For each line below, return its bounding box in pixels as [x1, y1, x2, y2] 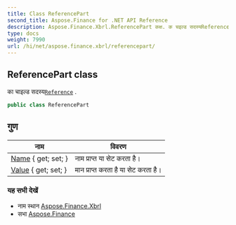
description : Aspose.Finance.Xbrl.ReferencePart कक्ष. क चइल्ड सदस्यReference [7, 23, 230, 30]
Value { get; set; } [11, 165, 67, 175]
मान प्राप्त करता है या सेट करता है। [74, 165, 162, 175]
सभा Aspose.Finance [17, 210, 76, 218]
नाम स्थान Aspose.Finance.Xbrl [17, 201, 102, 210]
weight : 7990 [7, 36, 46, 43]
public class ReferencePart [7, 101, 90, 109]
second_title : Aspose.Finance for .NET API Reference [7, 17, 169, 24]
